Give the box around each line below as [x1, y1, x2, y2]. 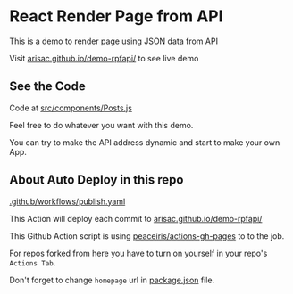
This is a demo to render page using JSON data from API [9, 36, 219, 46]
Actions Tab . [9, 257, 56, 268]
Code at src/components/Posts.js [9, 102, 132, 113]
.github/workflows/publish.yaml [9, 196, 126, 207]
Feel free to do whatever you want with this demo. [9, 119, 194, 130]
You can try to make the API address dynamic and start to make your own [9, 136, 280, 148]
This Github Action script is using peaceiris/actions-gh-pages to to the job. [9, 230, 285, 241]
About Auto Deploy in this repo [9, 172, 184, 188]
